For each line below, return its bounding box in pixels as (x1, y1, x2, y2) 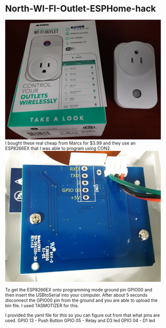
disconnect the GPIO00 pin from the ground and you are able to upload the (5, 297, 158, 303)
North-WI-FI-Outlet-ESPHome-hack (5, 3, 156, 14)
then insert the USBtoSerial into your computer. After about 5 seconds (5, 292, 148, 298)
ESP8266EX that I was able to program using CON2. (5, 145, 111, 151)
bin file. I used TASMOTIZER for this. (5, 303, 79, 309)
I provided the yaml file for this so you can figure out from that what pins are (5, 312, 160, 318)
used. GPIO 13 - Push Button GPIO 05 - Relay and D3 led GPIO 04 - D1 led (5, 318, 156, 324)
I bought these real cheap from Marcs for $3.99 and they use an (5, 140, 136, 146)
